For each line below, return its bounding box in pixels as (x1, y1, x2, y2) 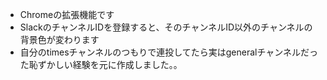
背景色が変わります (19, 34, 100, 45)
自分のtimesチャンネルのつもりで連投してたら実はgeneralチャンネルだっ (19, 46, 319, 58)
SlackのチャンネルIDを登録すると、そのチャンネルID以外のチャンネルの (19, 21, 313, 33)
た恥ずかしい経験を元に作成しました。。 (19, 59, 183, 70)
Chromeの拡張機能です (19, 9, 115, 20)
